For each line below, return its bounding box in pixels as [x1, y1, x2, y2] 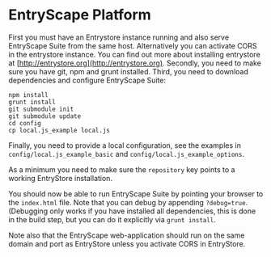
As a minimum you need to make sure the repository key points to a [8, 164, 235, 175]
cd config [8, 119, 42, 127]
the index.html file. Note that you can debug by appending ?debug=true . [8, 197, 248, 207]
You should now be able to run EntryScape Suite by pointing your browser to [8, 188, 264, 199]
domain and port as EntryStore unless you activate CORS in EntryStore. [8, 238, 246, 248]
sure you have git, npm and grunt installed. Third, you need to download [8, 66, 248, 76]
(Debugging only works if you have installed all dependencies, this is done [8, 206, 256, 216]
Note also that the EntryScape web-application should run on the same [8, 230, 245, 240]
